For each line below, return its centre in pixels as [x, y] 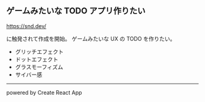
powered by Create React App [44, 92]
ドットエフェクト [37, 59]
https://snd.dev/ [27, 26]
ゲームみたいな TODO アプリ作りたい [76, 11]
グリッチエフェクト [39, 51]
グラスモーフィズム [39, 67]
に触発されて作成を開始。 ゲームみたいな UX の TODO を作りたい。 [91, 38]
